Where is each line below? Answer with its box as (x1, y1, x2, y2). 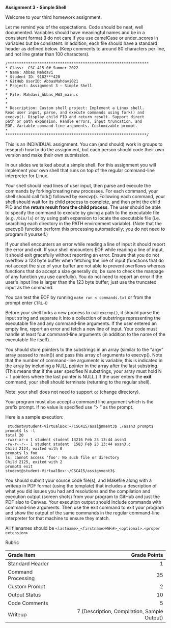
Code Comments (8, 599, 48, 607)
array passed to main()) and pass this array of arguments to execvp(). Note (5, 352, 163, 358)
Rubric (5, 539, 19, 545)
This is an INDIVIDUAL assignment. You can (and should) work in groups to (5, 141, 163, 147)
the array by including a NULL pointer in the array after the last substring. (5, 363, 159, 369)
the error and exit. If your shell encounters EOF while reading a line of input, (5, 247, 164, 253)
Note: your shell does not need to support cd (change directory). (5, 389, 140, 395)
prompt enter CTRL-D (5, 300, 48, 306)
